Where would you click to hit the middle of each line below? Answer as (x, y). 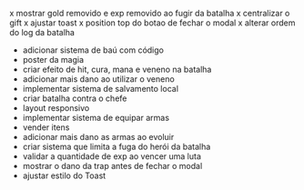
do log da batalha (42, 32)
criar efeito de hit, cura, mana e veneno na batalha (117, 69)
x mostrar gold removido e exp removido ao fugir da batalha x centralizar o (150, 13)
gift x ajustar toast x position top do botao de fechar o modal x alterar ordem (152, 23)
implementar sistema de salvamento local (101, 89)
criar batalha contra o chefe (75, 98)
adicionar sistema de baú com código (93, 50)
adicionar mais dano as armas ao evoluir (98, 137)
